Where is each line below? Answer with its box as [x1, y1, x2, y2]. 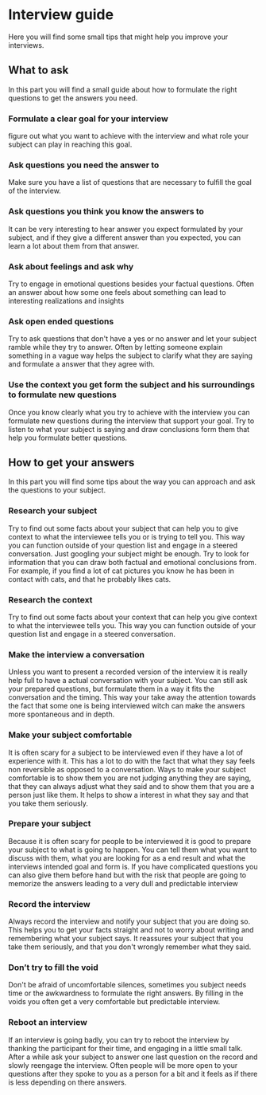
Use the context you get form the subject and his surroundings [8, 379, 256, 391]
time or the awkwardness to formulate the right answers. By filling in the [8, 988, 244, 998]
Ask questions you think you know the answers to [8, 206, 205, 217]
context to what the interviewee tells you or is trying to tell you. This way [8, 532, 245, 541]
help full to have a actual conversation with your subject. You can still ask [8, 676, 248, 685]
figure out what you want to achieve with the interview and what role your [8, 131, 249, 141]
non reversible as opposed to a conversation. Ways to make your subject [8, 764, 246, 774]
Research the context [8, 594, 93, 605]
